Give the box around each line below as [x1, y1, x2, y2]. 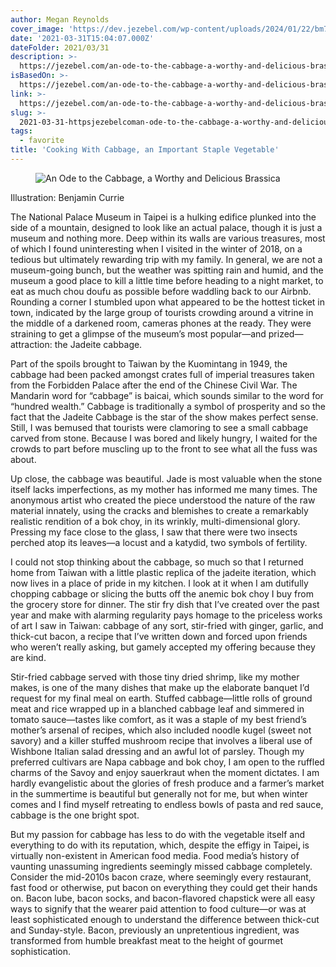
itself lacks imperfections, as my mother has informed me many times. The [10, 483, 318, 495]
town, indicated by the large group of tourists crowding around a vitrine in [10, 306, 314, 318]
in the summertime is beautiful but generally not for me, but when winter [10, 787, 308, 800]
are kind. [10, 651, 47, 663]
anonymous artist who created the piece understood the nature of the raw [10, 494, 316, 506]
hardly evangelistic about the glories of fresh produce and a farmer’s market [10, 777, 325, 789]
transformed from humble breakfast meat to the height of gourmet [10, 934, 284, 946]
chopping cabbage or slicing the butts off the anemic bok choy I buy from [10, 587, 314, 600]
